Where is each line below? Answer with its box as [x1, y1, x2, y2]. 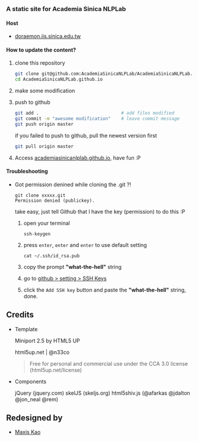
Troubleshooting [6, 168, 49, 175]
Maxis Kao [14, 429, 41, 436]
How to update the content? [6, 46, 76, 53]
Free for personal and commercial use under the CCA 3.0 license [29, 360, 189, 367]
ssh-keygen [23, 231, 51, 237]
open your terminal [23, 219, 70, 227]
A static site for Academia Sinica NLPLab [6, 5, 126, 13]
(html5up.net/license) [29, 366, 82, 373]
